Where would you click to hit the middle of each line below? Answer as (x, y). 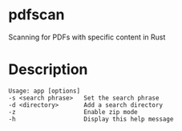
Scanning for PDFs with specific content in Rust (87, 37)
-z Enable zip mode (73, 112)
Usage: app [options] (44, 91)
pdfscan (37, 15)
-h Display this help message (91, 119)
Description (48, 70)
